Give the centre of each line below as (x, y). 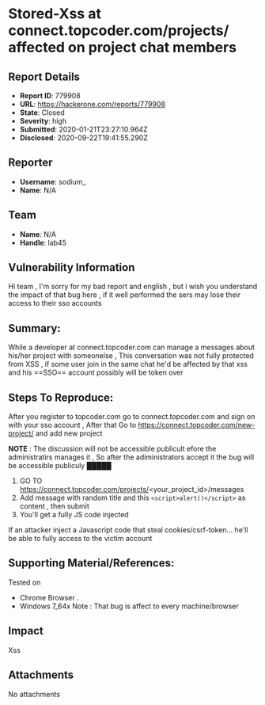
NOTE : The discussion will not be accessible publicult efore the (112, 449)
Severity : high (43, 121)
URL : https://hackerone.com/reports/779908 (93, 104)
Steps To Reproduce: (61, 397)
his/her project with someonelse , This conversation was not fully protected (131, 356)
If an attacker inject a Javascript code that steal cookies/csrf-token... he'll (128, 530)
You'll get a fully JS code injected (74, 515)
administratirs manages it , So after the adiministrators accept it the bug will (131, 457)
